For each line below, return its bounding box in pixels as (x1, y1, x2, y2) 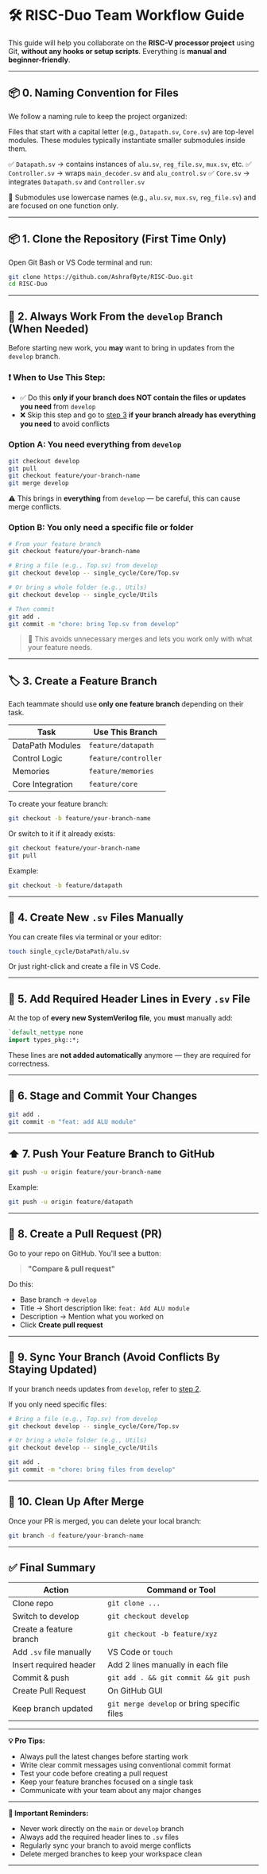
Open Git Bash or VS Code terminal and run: (8, 257, 153, 267)
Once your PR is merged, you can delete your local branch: (8, 1516, 202, 1526)
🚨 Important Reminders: (8, 1809, 89, 1818)
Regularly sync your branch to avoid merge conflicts (19, 1841, 192, 1850)
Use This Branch (93, 726, 157, 738)
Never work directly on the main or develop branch (19, 1824, 184, 1833)
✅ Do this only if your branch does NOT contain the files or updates (19, 393, 246, 402)
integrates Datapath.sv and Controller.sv (8, 176, 145, 187)
